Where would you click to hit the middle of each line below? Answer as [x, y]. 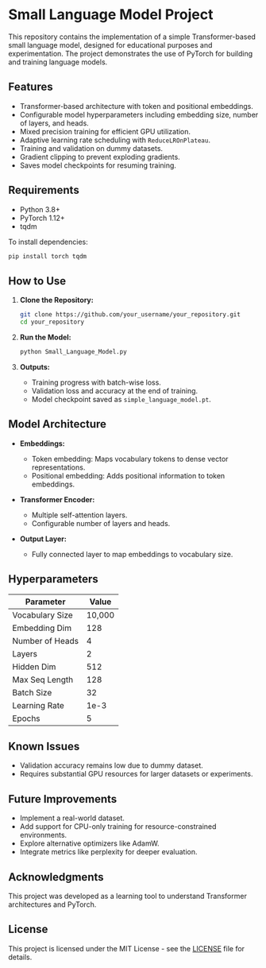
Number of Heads [46, 641]
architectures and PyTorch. [52, 904]
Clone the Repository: [56, 300]
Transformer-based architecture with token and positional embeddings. [137, 106]
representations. [58, 467]
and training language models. [58, 62]
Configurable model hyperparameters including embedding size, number [139, 114]
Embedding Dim [42, 628]
